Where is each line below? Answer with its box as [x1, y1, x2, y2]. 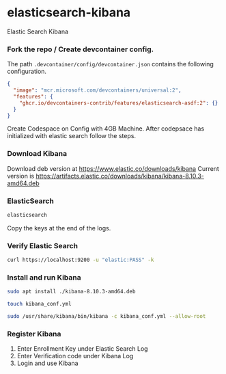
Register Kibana [7, 329, 61, 338]
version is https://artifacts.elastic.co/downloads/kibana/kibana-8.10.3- [7, 172, 205, 180]
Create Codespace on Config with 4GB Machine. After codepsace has [7, 124, 205, 133]
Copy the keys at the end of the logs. [7, 224, 111, 232]
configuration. [7, 67, 46, 76]
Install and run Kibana [7, 273, 81, 282]
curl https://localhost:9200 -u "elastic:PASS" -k [7, 256, 154, 264]
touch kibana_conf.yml [7, 301, 72, 308]
